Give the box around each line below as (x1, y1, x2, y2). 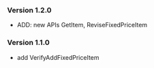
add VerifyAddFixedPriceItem (16, 53, 100, 61)
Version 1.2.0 (7, 5, 52, 15)
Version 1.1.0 (7, 38, 50, 48)
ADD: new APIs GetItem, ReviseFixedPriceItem (16, 21, 148, 29)
